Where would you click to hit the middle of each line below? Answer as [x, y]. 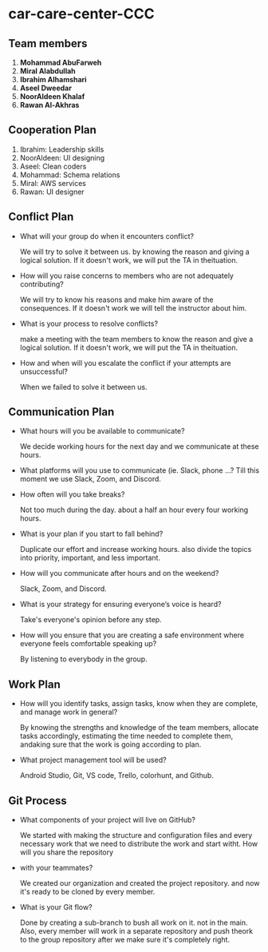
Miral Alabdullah [47, 71]
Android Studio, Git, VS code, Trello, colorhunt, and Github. [116, 775]
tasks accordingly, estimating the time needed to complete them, [126, 736]
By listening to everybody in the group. [83, 659]
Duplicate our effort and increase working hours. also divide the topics [136, 549]
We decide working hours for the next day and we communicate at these [139, 446]
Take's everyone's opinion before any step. [91, 620]
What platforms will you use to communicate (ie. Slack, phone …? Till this [140, 470]
